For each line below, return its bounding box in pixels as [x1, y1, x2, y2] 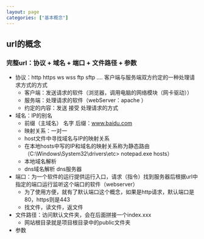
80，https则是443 [24, 196, 71, 204]
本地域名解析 [24, 158, 57, 165]
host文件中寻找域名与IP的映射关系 [24, 135, 110, 142]
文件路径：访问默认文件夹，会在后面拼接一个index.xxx [15, 211, 152, 219]
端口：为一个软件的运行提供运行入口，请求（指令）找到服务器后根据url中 [15, 173, 198, 180]
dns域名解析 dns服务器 [24, 166, 82, 173]
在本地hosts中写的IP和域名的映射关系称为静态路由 [24, 142, 150, 150]
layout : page [6, 9, 40, 15]
